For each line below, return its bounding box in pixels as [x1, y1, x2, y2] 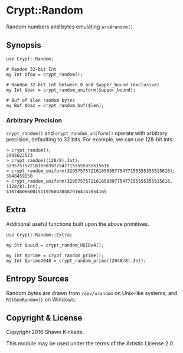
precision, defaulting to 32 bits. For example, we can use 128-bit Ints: [6, 136, 174, 143]
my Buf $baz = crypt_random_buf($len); [6, 102, 104, 108]
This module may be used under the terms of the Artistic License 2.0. [6, 340, 175, 347]
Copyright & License [6, 313, 83, 323]
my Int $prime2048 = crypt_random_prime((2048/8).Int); [6, 258, 146, 264]
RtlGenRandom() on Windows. [6, 296, 77, 303]
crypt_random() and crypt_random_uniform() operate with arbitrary [6, 129, 168, 137]
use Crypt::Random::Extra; [6, 232, 73, 238]
